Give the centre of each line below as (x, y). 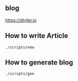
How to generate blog (39, 62)
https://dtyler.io (21, 20)
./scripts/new (20, 47)
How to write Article (37, 36)
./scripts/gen (20, 74)
